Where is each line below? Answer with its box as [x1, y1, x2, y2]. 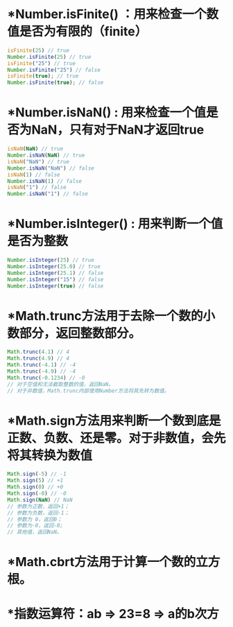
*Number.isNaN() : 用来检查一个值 [7, 105, 207, 121]
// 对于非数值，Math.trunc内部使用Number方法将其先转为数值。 [7, 387, 170, 394]
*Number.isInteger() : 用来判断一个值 [7, 216, 223, 232]
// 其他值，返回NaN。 [7, 529, 62, 536]
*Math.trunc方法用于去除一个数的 [7, 308, 203, 324]
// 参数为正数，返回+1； [7, 503, 69, 510]
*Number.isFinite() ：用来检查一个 [7, 6, 207, 22]
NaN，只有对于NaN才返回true [31, 122, 205, 138]
